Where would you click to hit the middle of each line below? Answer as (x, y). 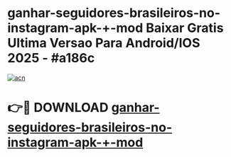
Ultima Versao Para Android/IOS (104, 43)
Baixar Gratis (184, 28)
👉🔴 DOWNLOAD (58, 108)
